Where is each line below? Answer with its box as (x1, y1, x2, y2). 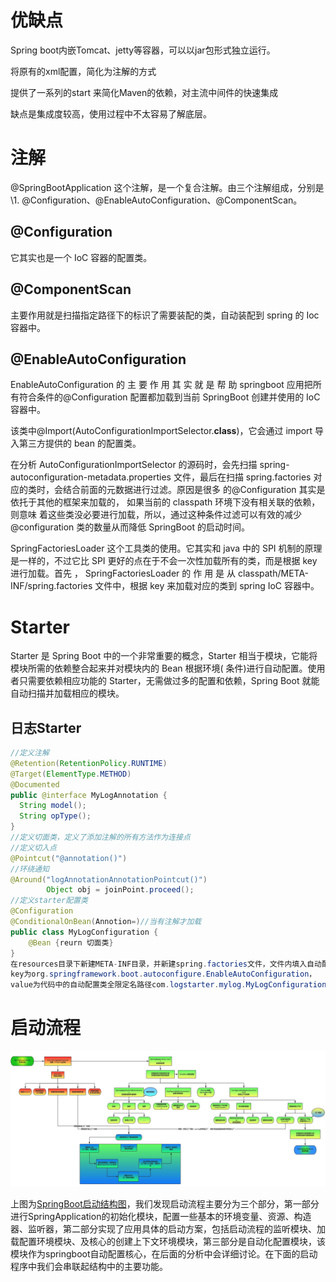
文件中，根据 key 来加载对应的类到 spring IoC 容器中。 (94, 580, 320, 592)
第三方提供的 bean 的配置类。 (18, 437, 142, 450)
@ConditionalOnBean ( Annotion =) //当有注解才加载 (10, 917, 202, 927)
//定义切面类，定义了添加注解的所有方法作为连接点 (10, 832, 191, 843)
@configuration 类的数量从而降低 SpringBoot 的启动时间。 (10, 521, 250, 533)
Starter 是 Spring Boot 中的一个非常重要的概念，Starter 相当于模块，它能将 (10, 650, 318, 662)
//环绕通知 (10, 864, 50, 874)
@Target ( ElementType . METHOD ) (10, 769, 132, 779)
